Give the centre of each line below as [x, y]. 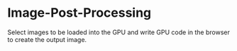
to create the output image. [47, 39]
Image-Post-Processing [79, 13]
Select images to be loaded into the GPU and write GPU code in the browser [119, 32]
